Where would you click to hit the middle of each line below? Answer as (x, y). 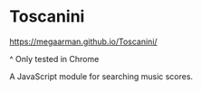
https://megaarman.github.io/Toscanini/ (83, 41)
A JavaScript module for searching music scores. (101, 76)
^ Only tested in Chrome (54, 59)
